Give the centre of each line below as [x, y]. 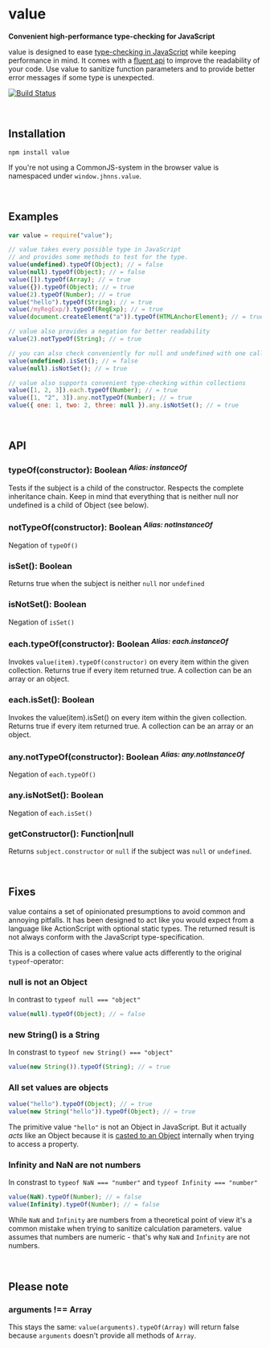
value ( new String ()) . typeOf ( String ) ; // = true [90, 1067]
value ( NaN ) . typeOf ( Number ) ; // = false [75, 1197]
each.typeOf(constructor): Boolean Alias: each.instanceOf [119, 643]
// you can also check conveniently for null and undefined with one [127, 353]
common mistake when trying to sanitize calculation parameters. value [125, 1229]
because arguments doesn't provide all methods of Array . [102, 1335]
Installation [37, 134]
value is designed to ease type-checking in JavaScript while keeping [122, 51]
